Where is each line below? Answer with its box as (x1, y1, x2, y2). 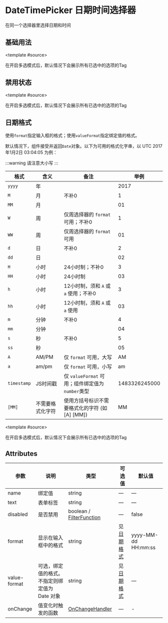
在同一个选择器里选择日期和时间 (5, 22, 71, 28)
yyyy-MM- (131, 532, 158, 539)
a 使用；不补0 (63, 290, 96, 297)
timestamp (7, 380, 31, 386)
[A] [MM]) (63, 411, 87, 419)
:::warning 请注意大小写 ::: (5, 160, 58, 166)
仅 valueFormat (63, 373, 98, 380)
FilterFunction (68, 514, 101, 521)
